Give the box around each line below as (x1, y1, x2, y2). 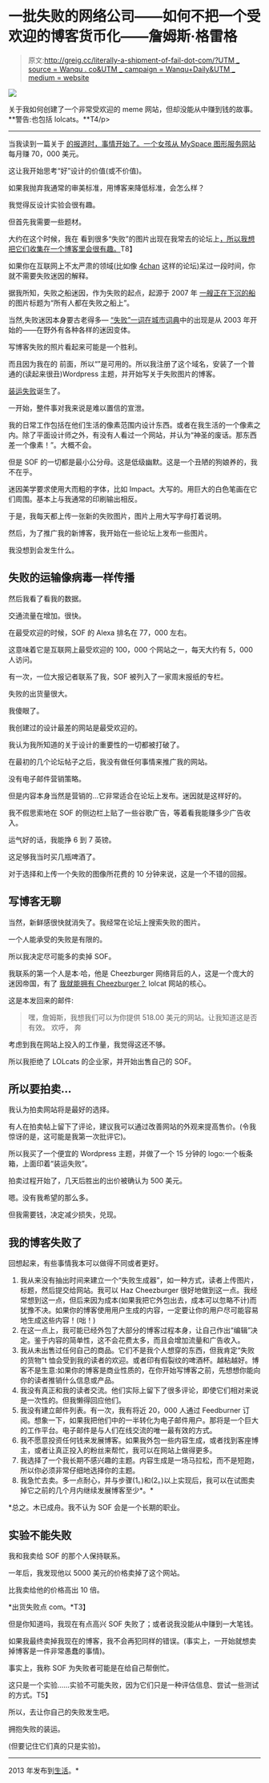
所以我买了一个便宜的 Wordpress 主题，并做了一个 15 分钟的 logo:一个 (8, 1149, 239, 1159)
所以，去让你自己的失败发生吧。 (8, 1707, 114, 1717)
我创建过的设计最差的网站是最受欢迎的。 (8, 722, 142, 733)
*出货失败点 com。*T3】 (8, 1602, 90, 1612)
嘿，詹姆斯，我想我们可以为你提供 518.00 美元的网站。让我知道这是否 (27, 1012, 258, 1022)
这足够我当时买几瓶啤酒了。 (8, 852, 100, 861)
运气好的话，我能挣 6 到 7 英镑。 (8, 834, 116, 845)
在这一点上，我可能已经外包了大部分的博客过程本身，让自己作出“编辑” (19, 1326, 251, 1335)
